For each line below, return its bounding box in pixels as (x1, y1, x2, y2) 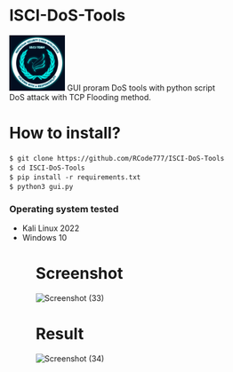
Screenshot (35, 264, 124, 284)
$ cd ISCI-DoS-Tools (9, 163, 86, 172)
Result (35, 324, 84, 344)
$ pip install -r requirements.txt (9, 172, 141, 182)
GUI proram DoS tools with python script (66, 82, 216, 93)
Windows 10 (21, 233, 68, 243)
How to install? (9, 123, 122, 143)
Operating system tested (9, 202, 119, 215)
